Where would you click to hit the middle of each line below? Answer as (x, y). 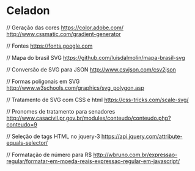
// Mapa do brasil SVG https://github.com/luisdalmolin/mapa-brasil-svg (96, 57)
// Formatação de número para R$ (49, 155)
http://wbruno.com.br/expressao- (135, 155)
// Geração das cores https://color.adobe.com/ (65, 27)
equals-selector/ (27, 143)
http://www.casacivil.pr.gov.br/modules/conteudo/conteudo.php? (89, 118)
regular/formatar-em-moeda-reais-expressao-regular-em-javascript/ (93, 161)
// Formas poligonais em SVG (43, 81)
